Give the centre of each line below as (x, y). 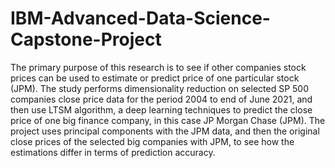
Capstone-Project (86, 39)
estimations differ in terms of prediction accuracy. (113, 152)
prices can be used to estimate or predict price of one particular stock (155, 78)
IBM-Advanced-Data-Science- (140, 18)
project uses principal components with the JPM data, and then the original (165, 131)
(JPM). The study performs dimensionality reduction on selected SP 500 (160, 88)
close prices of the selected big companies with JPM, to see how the (152, 141)
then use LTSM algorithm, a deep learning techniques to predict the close (161, 109)
